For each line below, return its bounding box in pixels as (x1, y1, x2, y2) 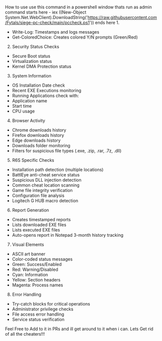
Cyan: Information (12, 272, 49, 277)
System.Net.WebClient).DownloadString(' (5, 15, 88, 20)
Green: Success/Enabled (12, 262, 62, 267)
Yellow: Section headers (12, 277, 61, 283)
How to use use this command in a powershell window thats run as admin (5, 4, 152, 10)
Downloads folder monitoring (12, 143, 70, 148)
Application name (12, 98, 48, 104)
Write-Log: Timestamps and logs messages (12, 29, 99, 35)
